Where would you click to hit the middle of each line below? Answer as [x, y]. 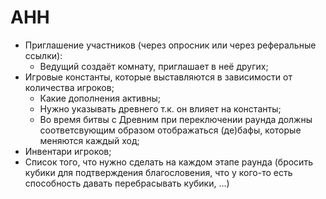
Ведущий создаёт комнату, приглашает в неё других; [154, 66]
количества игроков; [69, 87]
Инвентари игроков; [68, 151]
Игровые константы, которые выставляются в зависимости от [158, 77]
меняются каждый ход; [89, 140]
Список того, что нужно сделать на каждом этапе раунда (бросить [168, 162]
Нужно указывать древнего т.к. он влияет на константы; [160, 108]
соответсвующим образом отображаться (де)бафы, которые [170, 130]
